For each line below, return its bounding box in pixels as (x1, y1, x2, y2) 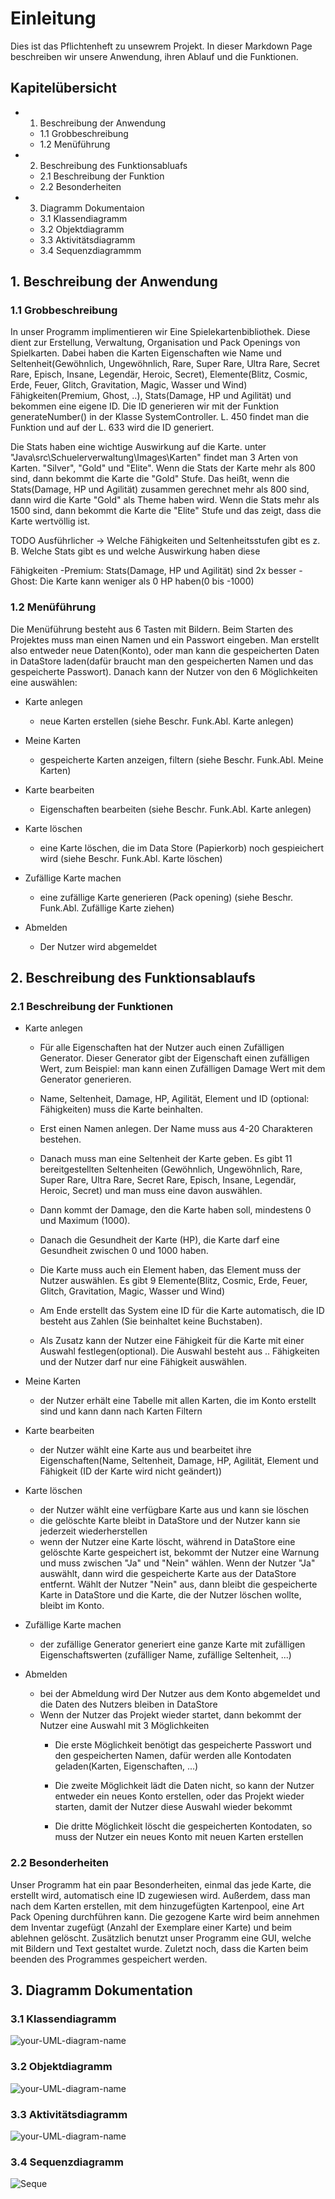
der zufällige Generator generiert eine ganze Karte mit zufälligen (39, 1638, 306, 1651)
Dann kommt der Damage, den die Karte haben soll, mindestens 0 (39, 1204, 312, 1216)
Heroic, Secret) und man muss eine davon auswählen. (39, 1185, 263, 1197)
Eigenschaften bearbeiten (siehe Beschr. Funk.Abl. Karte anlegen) (39, 803, 312, 815)
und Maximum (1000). (39, 1215, 131, 1227)
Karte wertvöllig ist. (10, 515, 91, 527)
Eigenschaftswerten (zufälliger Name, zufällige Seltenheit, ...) (39, 1649, 292, 1661)
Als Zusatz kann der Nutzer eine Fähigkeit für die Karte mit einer (39, 1335, 305, 1347)
